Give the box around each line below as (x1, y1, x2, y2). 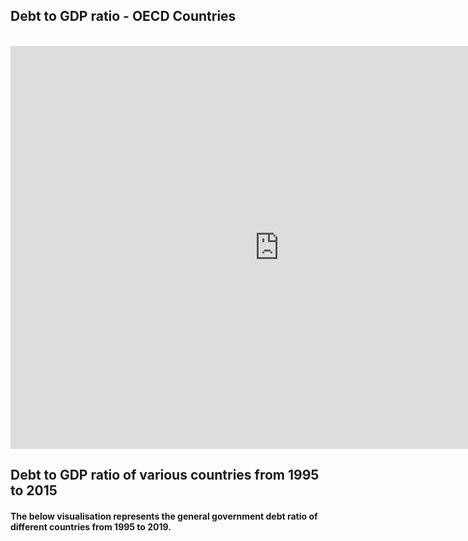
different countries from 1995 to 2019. (10, 520, 172, 533)
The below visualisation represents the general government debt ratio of (10, 510, 318, 522)
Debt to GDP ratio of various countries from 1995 (10, 467, 320, 484)
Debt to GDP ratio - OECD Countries (10, 8, 237, 25)
